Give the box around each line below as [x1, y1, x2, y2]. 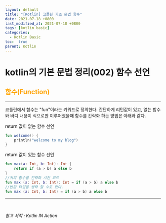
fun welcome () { [5, 133, 39, 138]
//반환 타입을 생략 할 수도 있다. [5, 185, 64, 189]
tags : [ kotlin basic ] [5, 26, 50, 31]
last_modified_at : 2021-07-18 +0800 [5, 21, 81, 26]
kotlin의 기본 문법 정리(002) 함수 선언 [5, 67, 150, 78]
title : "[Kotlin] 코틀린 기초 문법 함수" [5, 12, 83, 17]
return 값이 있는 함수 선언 [5, 151, 54, 158]
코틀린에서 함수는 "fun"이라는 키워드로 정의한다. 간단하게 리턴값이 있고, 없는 [5, 107, 152, 112]
